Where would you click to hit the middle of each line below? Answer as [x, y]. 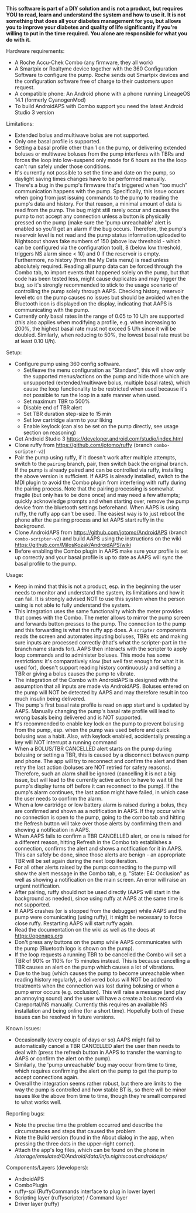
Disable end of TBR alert [53, 407]
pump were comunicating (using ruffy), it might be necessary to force [98, 917]
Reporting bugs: [25, 1113]
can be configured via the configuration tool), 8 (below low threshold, [98, 247]
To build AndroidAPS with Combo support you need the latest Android [99, 106]
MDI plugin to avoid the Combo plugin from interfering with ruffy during [100, 482]
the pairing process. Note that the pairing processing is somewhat [94, 489]
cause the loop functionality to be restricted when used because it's [105, 389]
